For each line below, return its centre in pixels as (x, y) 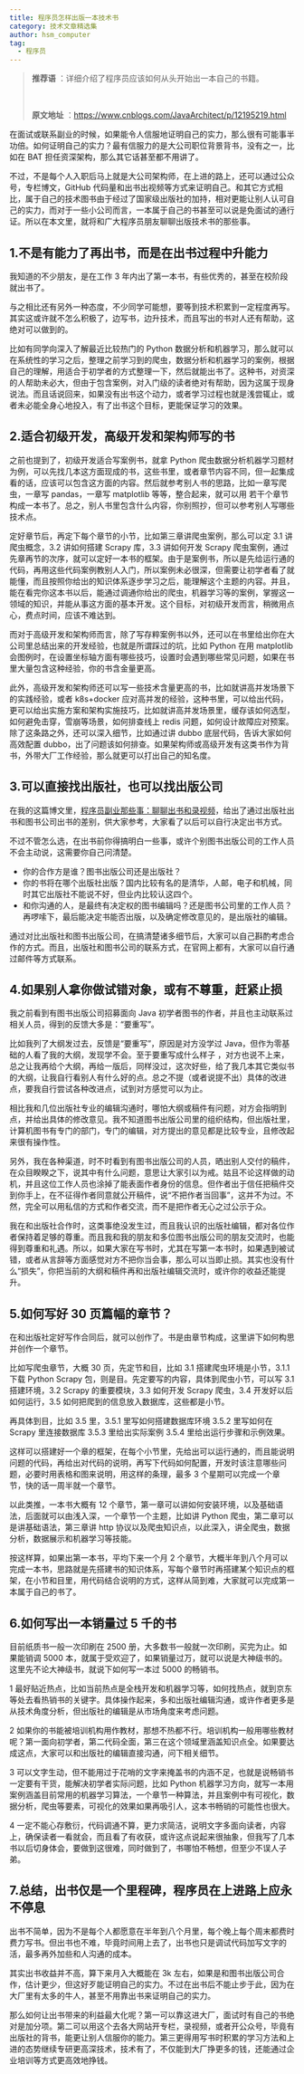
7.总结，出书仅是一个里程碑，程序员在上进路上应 (145, 1891)
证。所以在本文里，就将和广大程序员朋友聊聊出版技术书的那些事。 (132, 222)
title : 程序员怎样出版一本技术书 (64, 18)
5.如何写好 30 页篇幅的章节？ (91, 1314)
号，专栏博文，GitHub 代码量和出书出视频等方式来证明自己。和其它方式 (142, 187)
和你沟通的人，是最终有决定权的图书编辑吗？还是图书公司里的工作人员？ (157, 905)
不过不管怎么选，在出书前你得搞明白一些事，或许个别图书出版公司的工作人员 (152, 841)
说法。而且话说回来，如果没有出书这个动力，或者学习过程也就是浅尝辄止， (148, 394)
